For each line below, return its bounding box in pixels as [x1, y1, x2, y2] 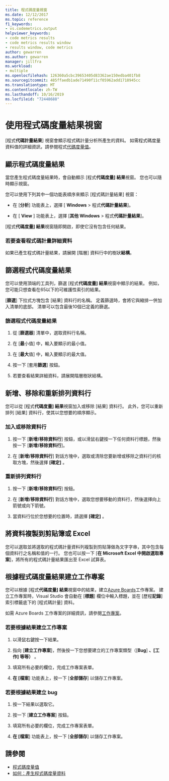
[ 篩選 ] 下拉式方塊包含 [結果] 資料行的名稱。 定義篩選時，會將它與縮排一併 [5, 297, 158, 303]
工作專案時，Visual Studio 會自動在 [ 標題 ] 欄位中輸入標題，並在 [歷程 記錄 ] [9, 593, 163, 599]
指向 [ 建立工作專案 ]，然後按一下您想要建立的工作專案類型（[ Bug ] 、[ [12, 647, 155, 653]
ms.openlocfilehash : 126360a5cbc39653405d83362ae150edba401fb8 [5, 73, 141, 78]
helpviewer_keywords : [5, 31, 51, 36]
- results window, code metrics [5, 45, 73, 50]
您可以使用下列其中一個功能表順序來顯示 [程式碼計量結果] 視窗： [5, 191, 139, 197]
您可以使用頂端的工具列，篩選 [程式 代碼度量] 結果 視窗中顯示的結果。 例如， [5, 281, 162, 287]
